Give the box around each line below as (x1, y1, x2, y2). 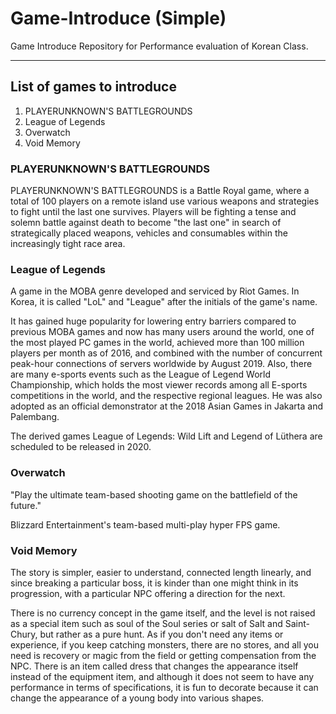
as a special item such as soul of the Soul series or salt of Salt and (10, 617, 283, 629)
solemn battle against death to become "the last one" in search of (10, 217, 282, 229)
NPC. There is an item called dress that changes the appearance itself (10, 660, 299, 672)
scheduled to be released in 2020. (10, 441, 152, 453)
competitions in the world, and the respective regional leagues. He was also (10, 390, 323, 402)
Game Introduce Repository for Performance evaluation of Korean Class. (10, 40, 309, 52)
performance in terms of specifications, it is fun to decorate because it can (10, 681, 319, 693)
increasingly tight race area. (10, 238, 126, 250)
